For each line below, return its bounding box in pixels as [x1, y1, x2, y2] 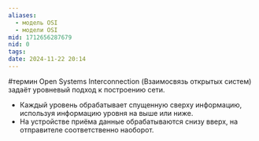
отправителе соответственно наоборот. [19, 125, 154, 134]
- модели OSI [15, 26, 58, 34]
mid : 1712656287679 [8, 33, 72, 42]
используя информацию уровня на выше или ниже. [19, 108, 194, 117]
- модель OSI [15, 19, 58, 27]
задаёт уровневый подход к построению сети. [8, 85, 165, 94]
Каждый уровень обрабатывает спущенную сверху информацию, [19, 99, 242, 110]
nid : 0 [8, 41, 30, 49]
